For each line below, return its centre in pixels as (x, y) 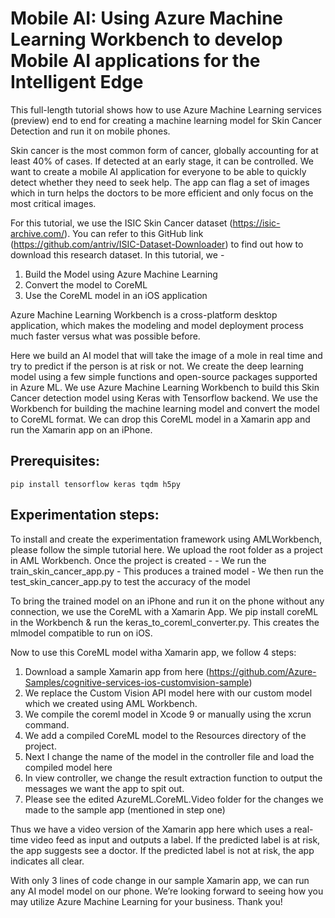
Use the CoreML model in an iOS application (116, 295)
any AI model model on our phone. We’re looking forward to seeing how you (167, 891)
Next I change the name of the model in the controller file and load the (169, 756)
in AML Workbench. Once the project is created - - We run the (138, 560)
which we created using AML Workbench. (111, 703)
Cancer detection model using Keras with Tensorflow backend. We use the (164, 398)
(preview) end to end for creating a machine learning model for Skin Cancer (166, 120)
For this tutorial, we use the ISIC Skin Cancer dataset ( (121, 223)
